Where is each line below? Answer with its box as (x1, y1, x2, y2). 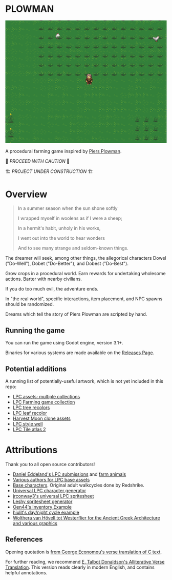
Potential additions (5, 364, 67, 373)
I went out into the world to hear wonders (17, 235, 105, 241)
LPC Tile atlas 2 (12, 426, 46, 432)
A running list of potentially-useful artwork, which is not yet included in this (5, 378, 164, 384)
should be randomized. (5, 301, 54, 307)
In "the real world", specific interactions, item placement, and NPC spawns (5, 296, 163, 302)
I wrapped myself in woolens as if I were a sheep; (17, 215, 123, 221)
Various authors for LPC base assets (12, 476, 90, 482)
